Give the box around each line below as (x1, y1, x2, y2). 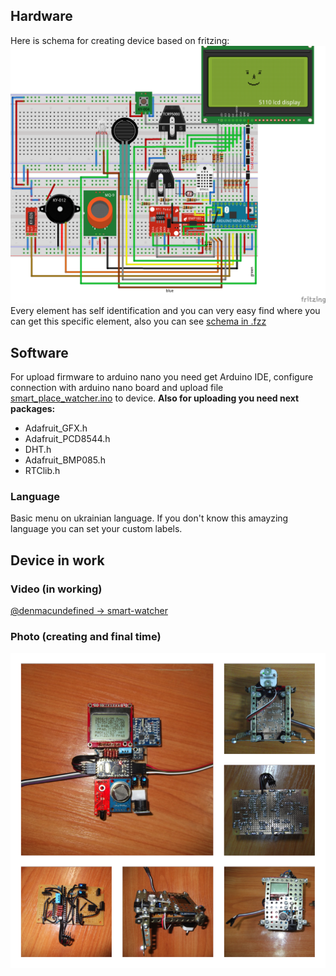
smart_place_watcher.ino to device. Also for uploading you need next (10, 392, 300, 404)
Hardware (10, 8, 73, 25)
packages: (10, 403, 56, 415)
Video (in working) (10, 582, 103, 596)
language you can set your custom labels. (10, 523, 183, 535)
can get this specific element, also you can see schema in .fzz (10, 315, 267, 328)
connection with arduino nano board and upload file (10, 382, 224, 394)
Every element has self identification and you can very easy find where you (10, 305, 321, 317)
